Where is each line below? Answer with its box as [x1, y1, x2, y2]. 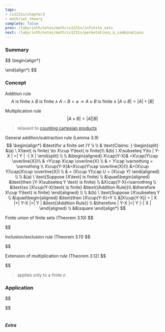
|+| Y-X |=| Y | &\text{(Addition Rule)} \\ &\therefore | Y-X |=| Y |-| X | [14, 200, 151, 206]
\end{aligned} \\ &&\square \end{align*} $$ [39, 205, 126, 211]
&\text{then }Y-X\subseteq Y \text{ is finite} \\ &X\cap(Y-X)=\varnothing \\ [9, 179, 156, 185]
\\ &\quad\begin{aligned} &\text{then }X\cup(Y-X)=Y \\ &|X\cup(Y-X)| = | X [8, 195, 157, 200]
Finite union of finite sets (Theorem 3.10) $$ [5, 215, 94, 221]
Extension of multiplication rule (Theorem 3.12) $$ [5, 253, 106, 259]
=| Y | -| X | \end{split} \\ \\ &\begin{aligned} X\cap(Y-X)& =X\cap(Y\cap [14, 153, 158, 159]
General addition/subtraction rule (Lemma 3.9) [5, 134, 99, 140]
